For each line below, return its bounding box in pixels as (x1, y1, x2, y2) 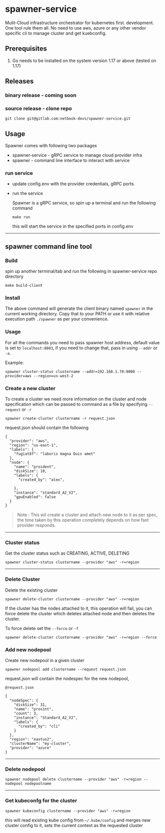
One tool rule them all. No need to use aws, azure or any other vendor (5, 25, 146, 31)
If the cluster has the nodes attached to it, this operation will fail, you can (5, 605, 152, 611)
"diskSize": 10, (14, 469, 48, 474)
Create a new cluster (5, 385, 55, 392)
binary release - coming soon (5, 92, 77, 99)
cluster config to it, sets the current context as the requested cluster (5, 822, 143, 828)
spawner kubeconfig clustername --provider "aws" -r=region (5, 808, 131, 813)
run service (5, 170, 33, 177)
